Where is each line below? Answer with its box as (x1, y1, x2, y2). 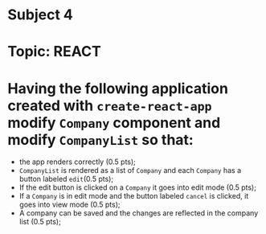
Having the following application (7, 79, 228, 97)
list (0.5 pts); (18, 217, 61, 227)
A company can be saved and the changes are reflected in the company (18, 208, 259, 218)
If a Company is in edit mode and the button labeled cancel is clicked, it (18, 191, 249, 201)
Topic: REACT (7, 43, 101, 61)
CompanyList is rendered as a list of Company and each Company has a (18, 166, 242, 175)
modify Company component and (7, 113, 221, 132)
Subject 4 (7, 6, 73, 24)
